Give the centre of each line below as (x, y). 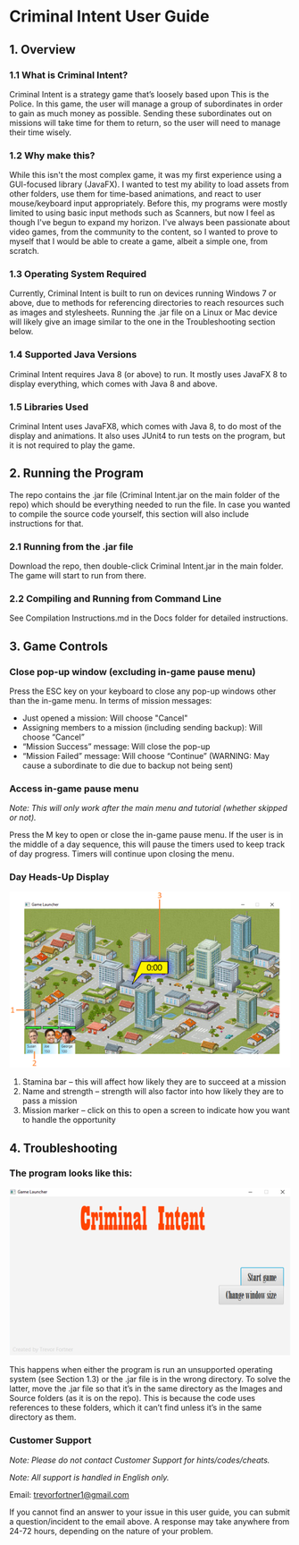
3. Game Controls (59, 646)
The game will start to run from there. (78, 576)
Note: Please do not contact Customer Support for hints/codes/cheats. (140, 1460)
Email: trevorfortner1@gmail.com (69, 1494)
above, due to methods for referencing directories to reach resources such (146, 303)
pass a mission (50, 1101)
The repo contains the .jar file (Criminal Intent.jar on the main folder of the (145, 494)
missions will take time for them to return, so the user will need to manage (145, 122)
